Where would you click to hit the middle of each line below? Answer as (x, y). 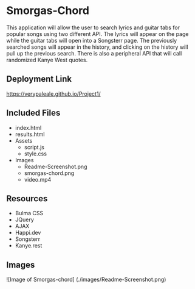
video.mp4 (38, 179)
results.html (30, 134)
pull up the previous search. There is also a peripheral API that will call (94, 53)
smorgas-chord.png (49, 173)
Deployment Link (39, 79)
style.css (36, 154)
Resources (27, 198)
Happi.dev (28, 233)
